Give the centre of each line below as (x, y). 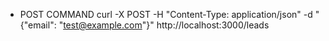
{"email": (38, 25)
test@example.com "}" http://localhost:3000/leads (166, 25)
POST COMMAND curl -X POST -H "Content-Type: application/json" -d (166, 14)
